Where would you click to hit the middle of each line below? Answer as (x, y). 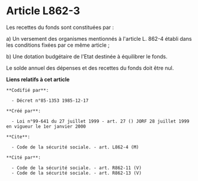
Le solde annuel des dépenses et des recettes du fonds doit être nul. (90, 68)
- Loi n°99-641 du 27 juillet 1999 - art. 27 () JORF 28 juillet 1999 (100, 121)
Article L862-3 (43, 11)
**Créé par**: (24, 111)
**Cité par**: (24, 157)
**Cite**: (18, 137)
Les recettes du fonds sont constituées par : (60, 27)
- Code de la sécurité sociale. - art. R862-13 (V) (77, 173)
